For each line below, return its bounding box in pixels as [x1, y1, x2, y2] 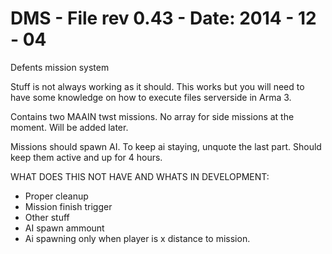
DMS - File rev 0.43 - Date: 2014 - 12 [10, 7, 317, 30]
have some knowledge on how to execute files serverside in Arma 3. [10, 91, 292, 103]
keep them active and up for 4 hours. [10, 151, 163, 163]
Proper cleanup [24, 190, 89, 202]
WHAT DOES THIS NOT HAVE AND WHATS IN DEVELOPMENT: [10, 170, 270, 182]
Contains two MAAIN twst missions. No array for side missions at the [10, 110, 295, 122]
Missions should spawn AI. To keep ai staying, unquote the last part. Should [10, 140, 322, 152]
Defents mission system [10, 61, 110, 73]
